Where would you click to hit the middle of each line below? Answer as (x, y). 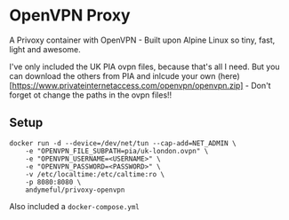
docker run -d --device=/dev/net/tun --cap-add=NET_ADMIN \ (123, 143)
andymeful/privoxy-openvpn (75, 190)
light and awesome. (45, 49)
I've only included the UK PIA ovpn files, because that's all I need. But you (144, 67)
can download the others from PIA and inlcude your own (112, 75)
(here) (229, 75)
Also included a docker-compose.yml (75, 206)
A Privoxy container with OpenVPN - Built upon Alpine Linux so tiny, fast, (142, 40)
